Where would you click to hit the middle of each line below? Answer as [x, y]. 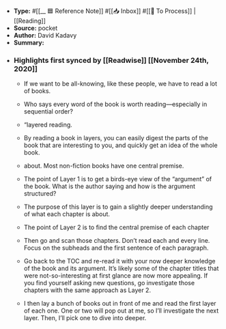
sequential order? [48, 111]
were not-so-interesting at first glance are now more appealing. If [116, 276]
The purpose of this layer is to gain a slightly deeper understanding [118, 207]
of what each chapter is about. [67, 214]
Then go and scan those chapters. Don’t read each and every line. [117, 241]
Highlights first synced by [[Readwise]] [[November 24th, [111, 60]
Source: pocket [36, 28]
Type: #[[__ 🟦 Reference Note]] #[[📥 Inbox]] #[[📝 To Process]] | [104, 11]
